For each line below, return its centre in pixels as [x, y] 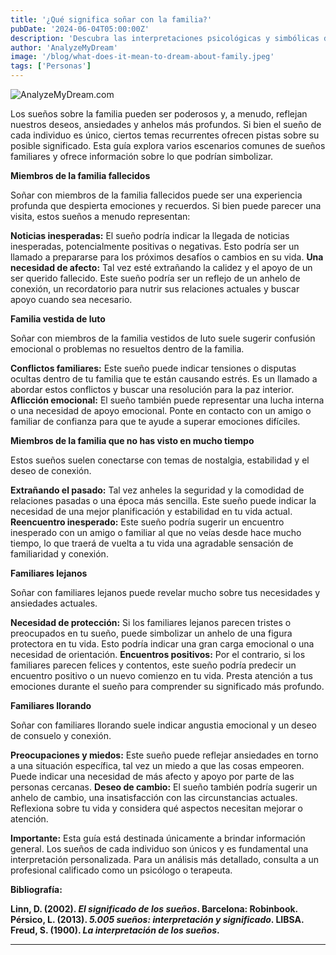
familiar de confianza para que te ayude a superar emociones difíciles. [155, 421]
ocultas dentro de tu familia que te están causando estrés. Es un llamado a [164, 379]
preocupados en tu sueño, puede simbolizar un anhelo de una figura [151, 633]
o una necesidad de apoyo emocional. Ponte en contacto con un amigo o [161, 410]
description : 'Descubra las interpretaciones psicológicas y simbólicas [165, 38]
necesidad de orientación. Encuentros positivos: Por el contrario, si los [158, 654]
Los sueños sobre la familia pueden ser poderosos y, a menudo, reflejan [159, 114]
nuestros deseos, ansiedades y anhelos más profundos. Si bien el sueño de [166, 124]
